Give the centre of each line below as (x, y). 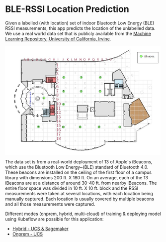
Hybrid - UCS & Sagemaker (40, 229)
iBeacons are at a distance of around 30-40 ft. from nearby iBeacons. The (81, 183)
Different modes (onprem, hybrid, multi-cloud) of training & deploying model (83, 214)
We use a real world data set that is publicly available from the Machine (78, 33)
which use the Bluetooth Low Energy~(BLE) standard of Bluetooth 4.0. (77, 167)
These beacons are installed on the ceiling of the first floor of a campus (78, 172)
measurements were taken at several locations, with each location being (79, 193)
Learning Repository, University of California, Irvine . (58, 39)
